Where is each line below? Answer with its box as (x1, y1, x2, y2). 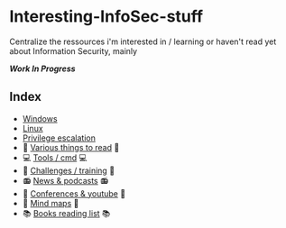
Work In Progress (9, 63, 76, 74)
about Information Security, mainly (9, 45, 138, 56)
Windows (22, 113, 58, 123)
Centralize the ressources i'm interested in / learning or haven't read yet (9, 36, 277, 47)
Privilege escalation (22, 132, 97, 143)
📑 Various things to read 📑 (22, 141, 120, 152)
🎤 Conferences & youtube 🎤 (22, 187, 126, 199)
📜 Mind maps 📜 (22, 197, 79, 208)
